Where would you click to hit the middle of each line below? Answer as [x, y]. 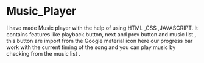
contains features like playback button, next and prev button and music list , [101, 34]
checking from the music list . [44, 53]
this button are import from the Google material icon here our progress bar [100, 41]
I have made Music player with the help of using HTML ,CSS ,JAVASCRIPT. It [102, 28]
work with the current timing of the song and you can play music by [91, 47]
